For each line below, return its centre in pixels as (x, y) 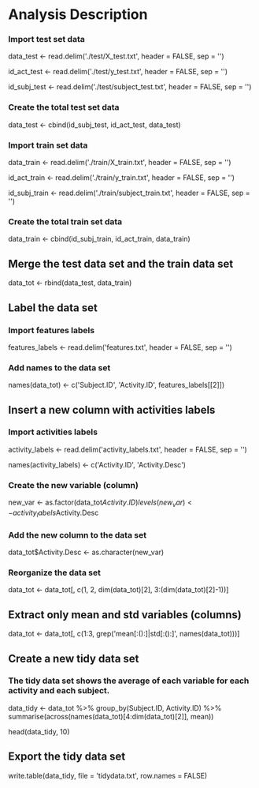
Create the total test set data (64, 107)
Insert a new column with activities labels (112, 409)
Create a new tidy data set (74, 658)
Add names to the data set (59, 367)
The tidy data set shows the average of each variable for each (129, 681)
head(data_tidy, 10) (39, 731)
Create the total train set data (65, 221)
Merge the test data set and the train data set (121, 263)
